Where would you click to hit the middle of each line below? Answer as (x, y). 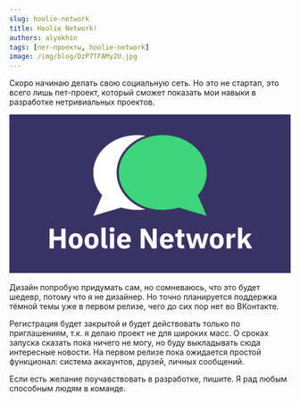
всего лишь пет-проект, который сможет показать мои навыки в (133, 93)
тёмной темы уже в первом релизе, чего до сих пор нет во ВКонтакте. (144, 306)
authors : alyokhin (43, 38)
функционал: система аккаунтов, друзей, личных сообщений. (127, 361)
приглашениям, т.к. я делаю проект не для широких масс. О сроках (139, 333)
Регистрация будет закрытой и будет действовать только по (125, 323)
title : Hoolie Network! (54, 28)
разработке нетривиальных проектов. (82, 102)
